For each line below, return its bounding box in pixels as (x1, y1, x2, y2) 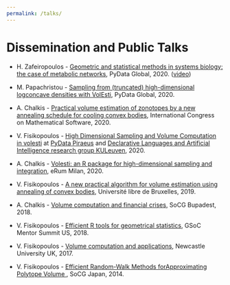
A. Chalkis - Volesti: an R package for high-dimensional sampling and (16, 159, 213, 168)
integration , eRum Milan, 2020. (16, 166, 104, 175)
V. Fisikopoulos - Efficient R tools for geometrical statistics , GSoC (16, 221, 202, 229)
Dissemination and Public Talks (6, 39, 189, 55)
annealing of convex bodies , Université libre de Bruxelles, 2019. (16, 187, 196, 196)
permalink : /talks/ (6, 10, 62, 17)
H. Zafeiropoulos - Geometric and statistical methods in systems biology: (16, 62, 223, 71)
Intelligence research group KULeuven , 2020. (16, 146, 146, 155)
